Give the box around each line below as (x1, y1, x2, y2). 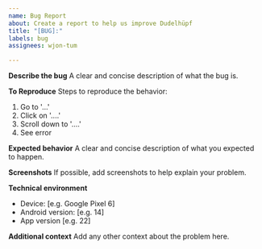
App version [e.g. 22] (19, 216, 91, 226)
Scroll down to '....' (19, 119, 82, 129)
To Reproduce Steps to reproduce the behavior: (8, 86, 168, 97)
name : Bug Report (8, 11, 67, 20)
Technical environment (8, 183, 88, 193)
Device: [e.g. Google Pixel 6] (19, 199, 115, 209)
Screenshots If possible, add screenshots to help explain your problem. (8, 168, 247, 177)
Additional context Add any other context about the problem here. (8, 231, 230, 242)
